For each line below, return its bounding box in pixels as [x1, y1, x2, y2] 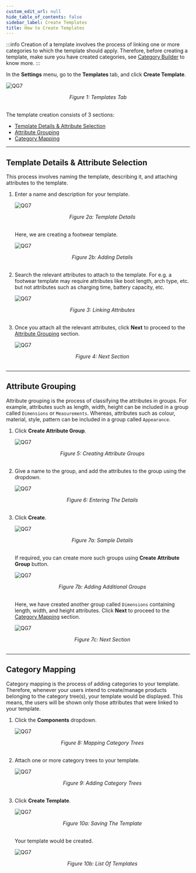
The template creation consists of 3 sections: [6, 111, 115, 118]
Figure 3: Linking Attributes [69, 306, 135, 313]
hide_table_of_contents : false [6, 14, 82, 20]
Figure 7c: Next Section [74, 636, 131, 643]
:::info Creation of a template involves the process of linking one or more [6, 41, 180, 48]
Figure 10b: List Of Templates [66, 860, 138, 867]
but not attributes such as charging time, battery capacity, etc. [14, 284, 165, 291]
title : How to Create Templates [6, 25, 85, 31]
